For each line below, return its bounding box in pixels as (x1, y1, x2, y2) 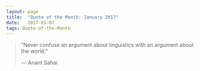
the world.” (20, 48, 48, 55)
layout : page (6, 8, 39, 15)
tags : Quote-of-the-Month (6, 25, 70, 31)
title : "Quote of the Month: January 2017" (6, 14, 119, 20)
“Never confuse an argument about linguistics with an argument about (20, 41, 194, 49)
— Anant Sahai (20, 59, 58, 66)
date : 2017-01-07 (6, 20, 55, 25)
